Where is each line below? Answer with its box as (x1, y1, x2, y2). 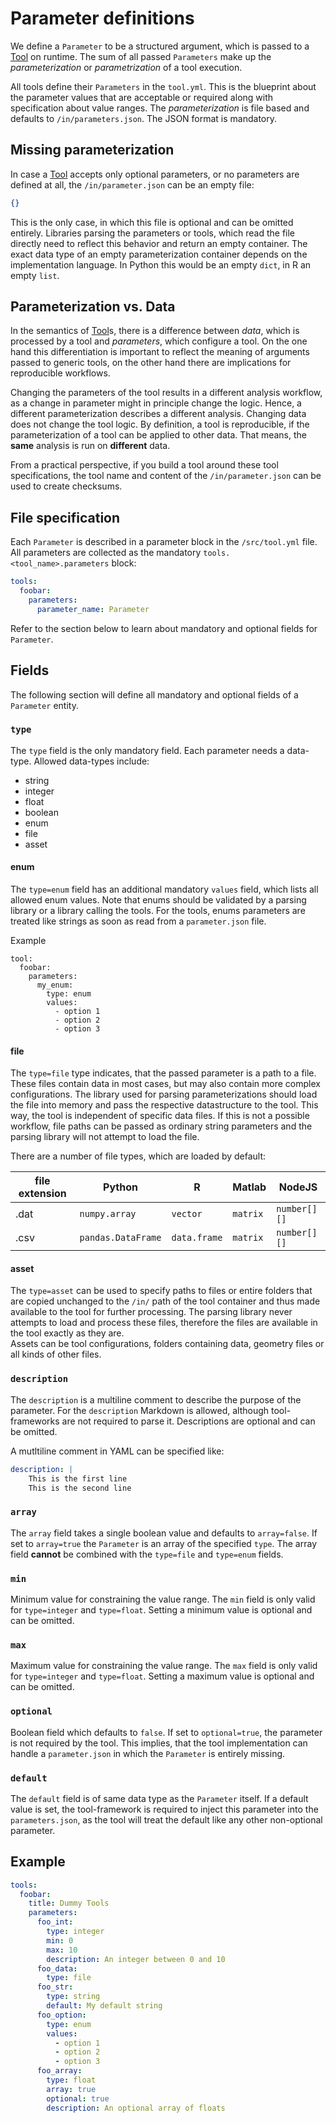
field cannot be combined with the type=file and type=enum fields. (10, 1548, 284, 1560)
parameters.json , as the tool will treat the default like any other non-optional (10, 1813, 323, 1826)
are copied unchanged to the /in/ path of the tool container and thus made (10, 1295, 321, 1307)
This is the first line (28, 1473, 128, 1484)
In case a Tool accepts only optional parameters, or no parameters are (10, 168, 300, 180)
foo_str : (36, 1982, 74, 1992)
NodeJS (278, 1180, 318, 1194)
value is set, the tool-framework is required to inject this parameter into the (10, 1803, 319, 1815)
